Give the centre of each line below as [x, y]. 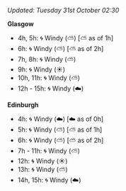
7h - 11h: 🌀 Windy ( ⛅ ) [48, 151]
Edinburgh [23, 105]
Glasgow [21, 24]
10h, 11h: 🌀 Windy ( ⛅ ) [48, 78]
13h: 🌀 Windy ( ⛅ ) [43, 169]
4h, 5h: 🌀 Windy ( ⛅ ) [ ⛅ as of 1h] [65, 38]
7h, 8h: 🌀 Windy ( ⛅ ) [47, 59]
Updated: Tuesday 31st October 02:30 [63, 10]
